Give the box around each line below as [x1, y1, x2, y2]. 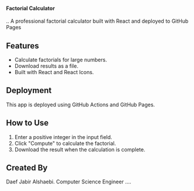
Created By [6, 163, 48, 173]
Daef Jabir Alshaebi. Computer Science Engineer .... [6, 178, 131, 185]
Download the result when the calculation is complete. [14, 146, 145, 153]
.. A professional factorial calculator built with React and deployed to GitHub [6, 18, 189, 25]
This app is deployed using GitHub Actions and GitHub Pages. [6, 101, 155, 108]
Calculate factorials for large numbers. [14, 56, 107, 64]
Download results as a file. [14, 62, 79, 70]
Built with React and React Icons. [14, 69, 94, 76]
